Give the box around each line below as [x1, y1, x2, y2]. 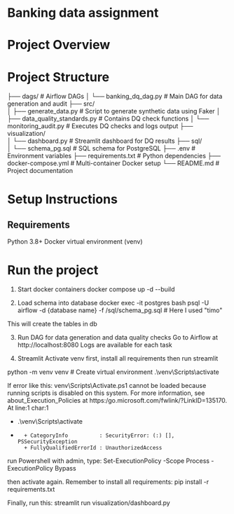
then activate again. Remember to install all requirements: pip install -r [7, 478, 209, 486]
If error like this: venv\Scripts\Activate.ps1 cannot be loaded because [7, 382, 207, 390]
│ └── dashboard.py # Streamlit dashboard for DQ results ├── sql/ [7, 137, 202, 145]
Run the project [7, 262, 99, 278]
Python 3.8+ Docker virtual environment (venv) [7, 237, 143, 246]
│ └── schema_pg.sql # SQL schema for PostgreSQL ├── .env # [7, 144, 196, 153]
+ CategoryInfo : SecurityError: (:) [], [24, 432, 175, 439]
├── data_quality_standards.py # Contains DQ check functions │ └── [7, 114, 209, 123]
